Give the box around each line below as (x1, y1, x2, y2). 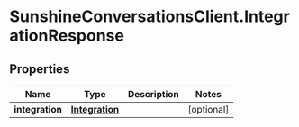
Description (127, 88, 179, 100)
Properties (9, 61, 70, 77)
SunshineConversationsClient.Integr (9, 6, 290, 27)
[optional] (187, 104, 230, 115)
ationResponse (9, 25, 124, 46)
